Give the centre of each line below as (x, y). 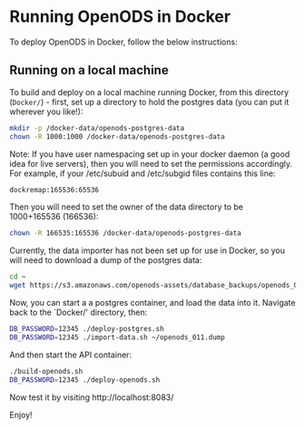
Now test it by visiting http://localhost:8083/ (92, 397)
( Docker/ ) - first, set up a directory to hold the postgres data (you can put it (149, 102)
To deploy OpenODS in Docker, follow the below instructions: (123, 42)
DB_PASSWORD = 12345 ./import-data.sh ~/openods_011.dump (117, 337)
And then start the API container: (71, 355)
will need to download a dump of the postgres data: (106, 260)
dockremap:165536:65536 (54, 190)
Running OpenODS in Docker (120, 17)
